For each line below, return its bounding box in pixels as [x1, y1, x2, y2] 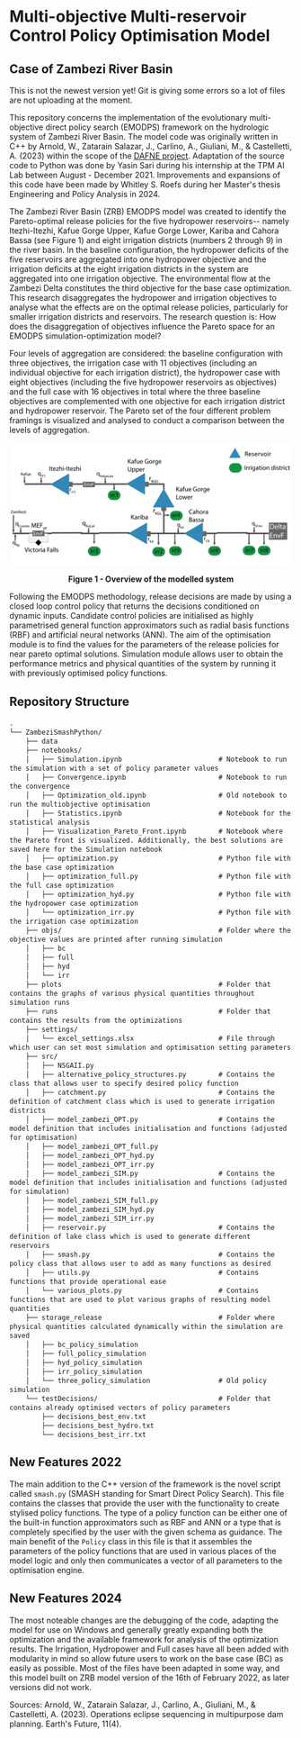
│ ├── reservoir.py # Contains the [25, 1223, 276, 1233]
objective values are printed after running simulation [9, 935, 223, 945]
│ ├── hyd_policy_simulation [25, 1358, 143, 1368]
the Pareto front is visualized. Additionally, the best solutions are [9, 836, 283, 846]
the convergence [9, 782, 70, 792]
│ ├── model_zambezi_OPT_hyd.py [25, 1151, 155, 1161]
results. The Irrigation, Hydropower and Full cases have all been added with [9, 1643, 289, 1654]
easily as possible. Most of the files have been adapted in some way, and [9, 1662, 280, 1673]
